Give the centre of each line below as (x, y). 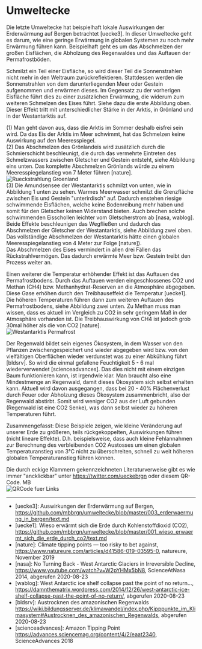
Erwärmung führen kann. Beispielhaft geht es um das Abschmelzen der (95, 46)
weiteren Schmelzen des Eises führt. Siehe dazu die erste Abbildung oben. (99, 103)
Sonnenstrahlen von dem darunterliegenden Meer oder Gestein (85, 84)
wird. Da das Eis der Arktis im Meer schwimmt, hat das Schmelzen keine (96, 134)
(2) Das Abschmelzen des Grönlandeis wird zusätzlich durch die (86, 147)
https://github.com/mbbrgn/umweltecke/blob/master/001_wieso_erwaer (104, 531)
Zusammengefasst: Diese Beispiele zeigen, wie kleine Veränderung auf (94, 426)
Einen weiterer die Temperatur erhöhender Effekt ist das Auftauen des (93, 274)
